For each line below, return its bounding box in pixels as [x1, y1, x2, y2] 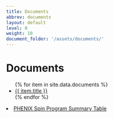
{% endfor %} [14, 93, 49, 100]
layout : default [6, 19, 46, 25]
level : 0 [6, 25, 28, 31]
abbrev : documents [6, 14, 51, 20]
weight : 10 [6, 31, 33, 37]
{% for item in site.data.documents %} [14, 81, 108, 88]
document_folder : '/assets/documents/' [6, 36, 105, 42]
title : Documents [6, 8, 49, 15]
